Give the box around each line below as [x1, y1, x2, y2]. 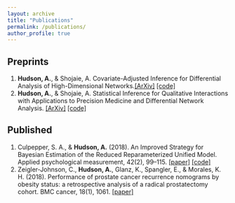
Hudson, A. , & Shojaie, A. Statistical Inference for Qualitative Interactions [17, 89, 229, 98]
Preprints [7, 55, 49, 67]
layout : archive [7, 10, 55, 17]
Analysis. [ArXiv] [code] [17, 104, 86, 113]
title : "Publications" [7, 17, 74, 24]
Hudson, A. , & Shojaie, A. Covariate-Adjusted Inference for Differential [17, 74, 221, 83]
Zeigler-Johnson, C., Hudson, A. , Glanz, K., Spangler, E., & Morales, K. [17, 165, 222, 174]
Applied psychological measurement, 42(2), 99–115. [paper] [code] [17, 157, 211, 166]
